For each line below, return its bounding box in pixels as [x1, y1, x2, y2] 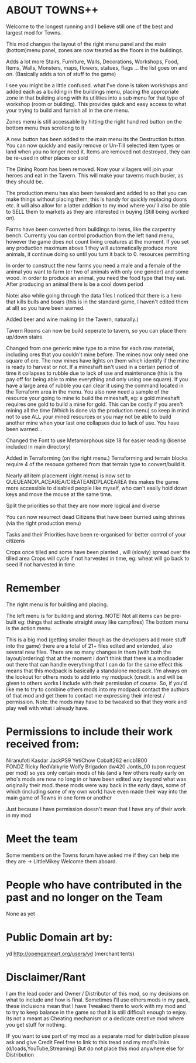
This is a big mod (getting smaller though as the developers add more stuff [6, 636, 186, 643]
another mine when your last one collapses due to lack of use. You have [6, 419, 180, 426]
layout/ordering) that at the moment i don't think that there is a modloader [6, 654, 184, 662]
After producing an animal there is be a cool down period [6, 281, 143, 288]
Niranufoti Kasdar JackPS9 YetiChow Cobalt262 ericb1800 [6, 757, 147, 764]
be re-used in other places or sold [6, 154, 88, 161]
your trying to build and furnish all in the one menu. [6, 107, 130, 114]
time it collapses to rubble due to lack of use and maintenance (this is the [6, 370, 183, 377]
